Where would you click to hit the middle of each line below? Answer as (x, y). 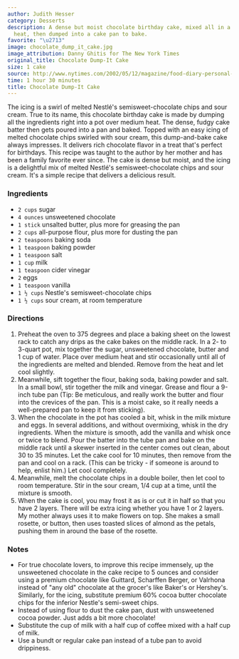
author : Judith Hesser (41, 14)
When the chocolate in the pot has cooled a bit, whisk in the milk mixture (124, 417)
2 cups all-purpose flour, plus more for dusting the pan (97, 232)
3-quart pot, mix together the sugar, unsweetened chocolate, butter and (123, 349)
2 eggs (27, 277)
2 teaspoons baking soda (54, 239)
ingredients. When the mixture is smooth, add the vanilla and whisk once (124, 432)
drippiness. (34, 648)
